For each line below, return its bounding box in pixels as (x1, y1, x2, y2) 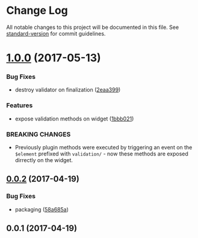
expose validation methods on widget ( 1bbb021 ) (14, 115, 134, 122)
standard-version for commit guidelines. (6, 30, 106, 37)
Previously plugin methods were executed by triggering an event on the (14, 144, 193, 151)
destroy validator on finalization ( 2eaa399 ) (14, 86, 121, 93)
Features (6, 101, 33, 110)
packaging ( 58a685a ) (14, 205, 69, 213)
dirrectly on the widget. (14, 157, 73, 164)
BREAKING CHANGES (6, 130, 71, 139)
